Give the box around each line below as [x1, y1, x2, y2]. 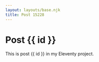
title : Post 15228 [5, 12, 44, 17]
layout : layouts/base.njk [5, 7, 60, 13]
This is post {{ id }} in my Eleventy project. [5, 51, 94, 57]
